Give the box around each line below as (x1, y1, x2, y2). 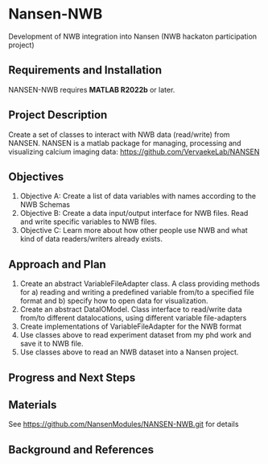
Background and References (8, 442, 155, 456)
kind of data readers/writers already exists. (19, 234, 163, 244)
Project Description (8, 108, 108, 122)
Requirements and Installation (8, 64, 163, 77)
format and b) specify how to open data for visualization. (19, 296, 208, 306)
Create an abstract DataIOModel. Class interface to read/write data (19, 304, 243, 314)
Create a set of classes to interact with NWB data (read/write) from (8, 130, 231, 139)
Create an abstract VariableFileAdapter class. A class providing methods (19, 279, 260, 288)
